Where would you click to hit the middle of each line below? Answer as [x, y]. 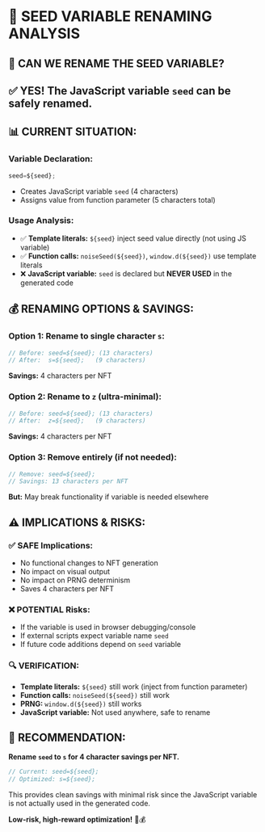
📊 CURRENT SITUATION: [73, 132]
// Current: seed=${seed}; [54, 772]
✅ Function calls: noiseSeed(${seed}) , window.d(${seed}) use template [138, 256]
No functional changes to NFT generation [89, 563]
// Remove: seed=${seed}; [52, 474]
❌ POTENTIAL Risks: [49, 609]
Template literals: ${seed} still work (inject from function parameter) [134, 687]
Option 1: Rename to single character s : [87, 336]
